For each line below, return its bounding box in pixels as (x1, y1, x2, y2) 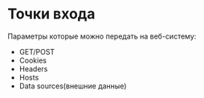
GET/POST (18, 47, 55, 56)
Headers (18, 63, 48, 73)
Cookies (18, 55, 47, 65)
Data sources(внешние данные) (18, 81, 127, 91)
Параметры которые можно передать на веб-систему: (7, 31, 197, 41)
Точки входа (7, 5, 96, 23)
